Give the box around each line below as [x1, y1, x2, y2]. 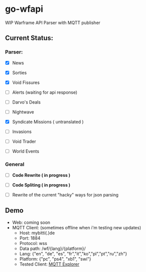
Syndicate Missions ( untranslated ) [12, 119, 84, 125]
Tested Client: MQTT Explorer [19, 261, 80, 267]
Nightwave [12, 109, 34, 115]
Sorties [12, 70, 27, 76]
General [5, 161, 24, 168]
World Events [12, 148, 39, 154]
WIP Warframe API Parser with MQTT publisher [5, 20, 100, 26]
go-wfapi [5, 3, 43, 15]
